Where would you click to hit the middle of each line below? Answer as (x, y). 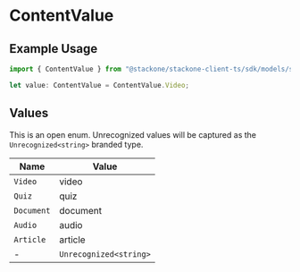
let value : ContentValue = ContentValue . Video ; (100, 85)
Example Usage (54, 49)
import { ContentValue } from (66, 69)
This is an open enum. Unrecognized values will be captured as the (133, 134)
